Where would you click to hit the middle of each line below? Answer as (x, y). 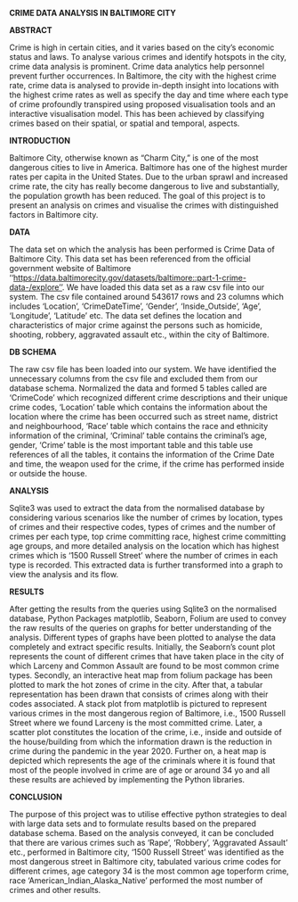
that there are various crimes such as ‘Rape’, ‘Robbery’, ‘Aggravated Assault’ (149, 843)
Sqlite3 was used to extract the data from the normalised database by (137, 508)
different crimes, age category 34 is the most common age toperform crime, (149, 871)
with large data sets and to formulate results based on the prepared (133, 823)
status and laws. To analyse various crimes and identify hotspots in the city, (148, 57)
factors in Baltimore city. (54, 215)
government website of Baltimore (70, 268)
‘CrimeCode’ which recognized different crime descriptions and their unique (149, 397)
